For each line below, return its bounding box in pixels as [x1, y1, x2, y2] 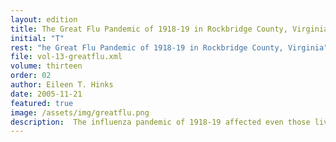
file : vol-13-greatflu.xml [10, 52, 123, 62]
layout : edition [10, 14, 78, 25]
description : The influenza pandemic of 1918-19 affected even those [10, 117, 311, 127]
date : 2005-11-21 [10, 89, 83, 99]
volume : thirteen [10, 61, 83, 71]
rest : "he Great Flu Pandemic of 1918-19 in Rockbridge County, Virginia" [10, 42, 329, 53]
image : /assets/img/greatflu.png [10, 107, 150, 118]
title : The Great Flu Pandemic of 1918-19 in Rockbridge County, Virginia [10, 24, 329, 34]
